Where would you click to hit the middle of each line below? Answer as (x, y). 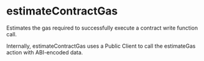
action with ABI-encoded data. (45, 52)
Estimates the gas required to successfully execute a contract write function (102, 28)
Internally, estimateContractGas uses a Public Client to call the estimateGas (101, 46)
